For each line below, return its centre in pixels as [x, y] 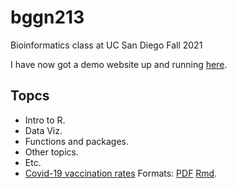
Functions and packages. [77, 141]
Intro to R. [45, 120]
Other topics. [51, 152]
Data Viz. [43, 130]
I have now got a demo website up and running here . [119, 64]
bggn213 [47, 17]
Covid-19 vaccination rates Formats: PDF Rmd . [121, 173]
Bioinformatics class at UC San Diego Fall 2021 [106, 45]
